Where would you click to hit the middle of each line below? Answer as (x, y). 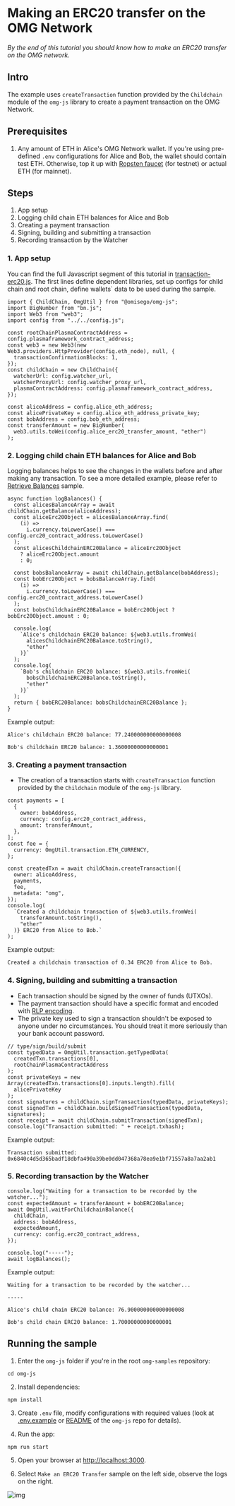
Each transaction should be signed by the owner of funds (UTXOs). (115, 996)
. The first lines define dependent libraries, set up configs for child (127, 281)
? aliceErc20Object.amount (60, 554)
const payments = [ (36, 801)
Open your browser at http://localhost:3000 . (82, 1460)
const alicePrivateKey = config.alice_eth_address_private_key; (104, 413)
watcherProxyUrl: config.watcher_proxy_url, (80, 382)
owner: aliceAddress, (46, 875)
